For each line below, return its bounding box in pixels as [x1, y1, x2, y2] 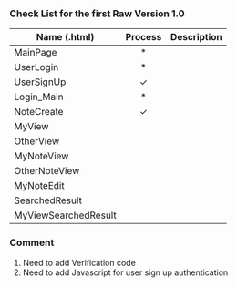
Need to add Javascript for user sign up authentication [22, 267, 229, 278]
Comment [9, 236, 55, 249]
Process [125, 31, 162, 44]
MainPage [14, 46, 57, 59]
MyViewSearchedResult [14, 209, 117, 221]
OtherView [14, 135, 60, 148]
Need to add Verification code [22, 257, 137, 268]
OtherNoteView [14, 165, 80, 178]
